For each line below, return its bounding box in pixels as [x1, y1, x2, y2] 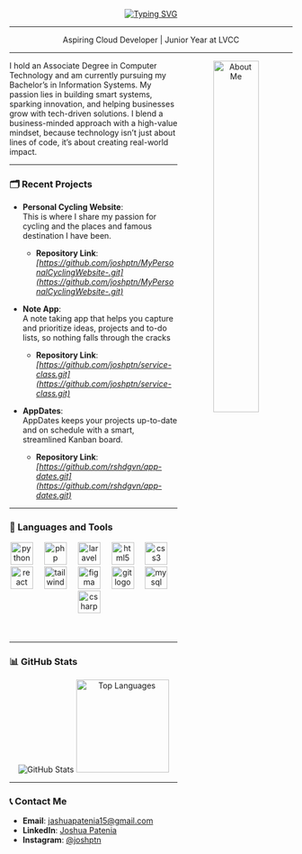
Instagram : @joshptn [22, 834, 102, 846]
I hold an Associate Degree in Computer [9, 60, 157, 71]
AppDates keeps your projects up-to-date [22, 415, 178, 426]
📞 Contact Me [9, 795, 67, 807]
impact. [9, 147, 38, 157]
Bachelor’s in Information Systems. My [9, 79, 152, 90]
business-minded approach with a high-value [9, 118, 178, 128]
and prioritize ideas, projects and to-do [22, 323, 168, 333]
